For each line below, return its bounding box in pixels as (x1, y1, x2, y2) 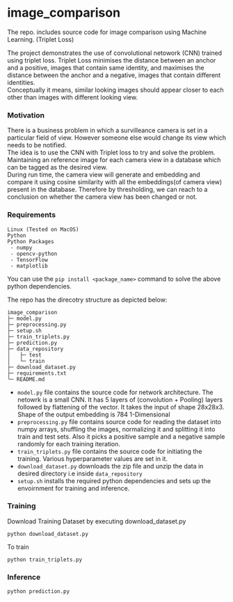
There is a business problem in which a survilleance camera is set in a (7, 127, 208, 135)
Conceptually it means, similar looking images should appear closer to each (7, 86, 224, 94)
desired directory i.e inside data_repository (17, 469, 143, 478)
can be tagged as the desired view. (7, 163, 108, 172)
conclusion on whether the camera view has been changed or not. (7, 193, 198, 201)
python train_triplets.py (7, 556, 82, 563)
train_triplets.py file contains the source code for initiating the (17, 447, 202, 455)
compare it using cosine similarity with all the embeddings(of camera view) (7, 178, 223, 186)
